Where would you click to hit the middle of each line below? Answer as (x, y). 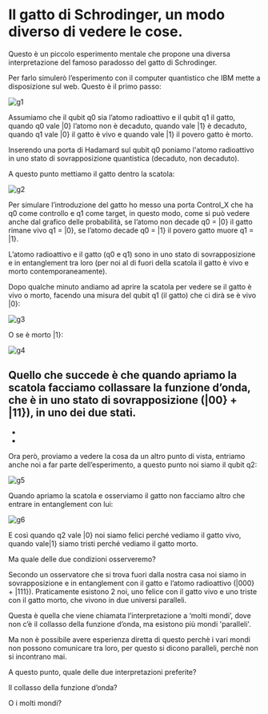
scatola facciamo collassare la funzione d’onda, (130, 388)
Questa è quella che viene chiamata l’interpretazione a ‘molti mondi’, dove (130, 615)
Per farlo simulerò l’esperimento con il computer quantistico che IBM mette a (134, 78)
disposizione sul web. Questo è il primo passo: (85, 86)
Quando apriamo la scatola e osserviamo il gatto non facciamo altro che (127, 495)
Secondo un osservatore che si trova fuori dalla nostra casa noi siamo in (127, 574)
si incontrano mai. (38, 656)
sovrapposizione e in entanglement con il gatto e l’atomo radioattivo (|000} (131, 583)
